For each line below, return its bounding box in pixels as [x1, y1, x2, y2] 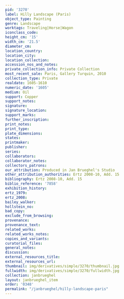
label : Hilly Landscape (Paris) [5, 12, 71, 17]
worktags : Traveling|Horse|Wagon [5, 26, 74, 31]
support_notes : [5, 99, 36, 104]
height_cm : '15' [5, 35, 38, 40]
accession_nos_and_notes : [5, 62, 58, 67]
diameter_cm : [5, 44, 32, 49]
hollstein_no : [5, 204, 34, 209]
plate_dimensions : [5, 131, 43, 136]
